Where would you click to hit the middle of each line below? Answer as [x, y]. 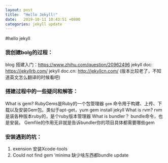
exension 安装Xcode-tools [40, 149]
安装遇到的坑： [24, 137]
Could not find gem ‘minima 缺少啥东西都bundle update [71, 155]
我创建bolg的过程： [29, 53]
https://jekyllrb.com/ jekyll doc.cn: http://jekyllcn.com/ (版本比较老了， [79, 71]
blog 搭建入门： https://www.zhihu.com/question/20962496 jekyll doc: [79, 64]
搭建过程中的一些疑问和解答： [42, 92]
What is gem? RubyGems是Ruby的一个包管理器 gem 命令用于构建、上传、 [81, 103]
